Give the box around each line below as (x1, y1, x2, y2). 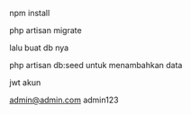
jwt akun (9, 77, 41, 88)
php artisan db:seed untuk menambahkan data (9, 60, 183, 70)
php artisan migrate (9, 25, 83, 35)
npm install (9, 8, 50, 18)
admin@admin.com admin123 (9, 94, 119, 105)
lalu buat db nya (9, 42, 69, 53)
